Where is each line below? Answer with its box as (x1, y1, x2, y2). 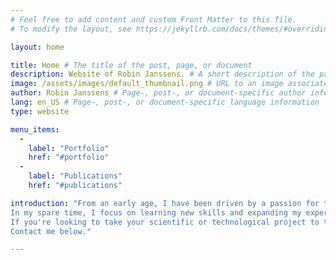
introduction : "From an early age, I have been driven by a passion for (10, 198, 320, 208)
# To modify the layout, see (10, 24, 132, 34)
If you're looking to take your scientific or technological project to (10, 217, 320, 227)
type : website (10, 106, 70, 116)
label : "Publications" (28, 171, 123, 181)
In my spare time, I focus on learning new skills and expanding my (10, 207, 302, 218)
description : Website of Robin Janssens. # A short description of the (10, 69, 315, 80)
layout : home (10, 42, 65, 52)
